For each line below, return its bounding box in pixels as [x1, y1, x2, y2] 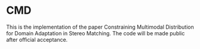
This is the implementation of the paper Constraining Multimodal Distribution [6, 23, 194, 30]
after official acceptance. [6, 36, 68, 43]
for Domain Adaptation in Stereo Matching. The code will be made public [6, 29, 185, 36]
